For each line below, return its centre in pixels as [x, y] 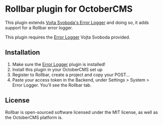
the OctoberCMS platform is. [34, 117]
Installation [23, 52]
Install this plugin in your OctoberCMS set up [57, 69]
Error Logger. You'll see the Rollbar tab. [52, 85]
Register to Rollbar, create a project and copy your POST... [71, 75]
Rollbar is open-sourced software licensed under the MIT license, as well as [81, 112]
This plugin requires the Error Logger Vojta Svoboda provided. [68, 37]
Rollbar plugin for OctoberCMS [69, 9]
